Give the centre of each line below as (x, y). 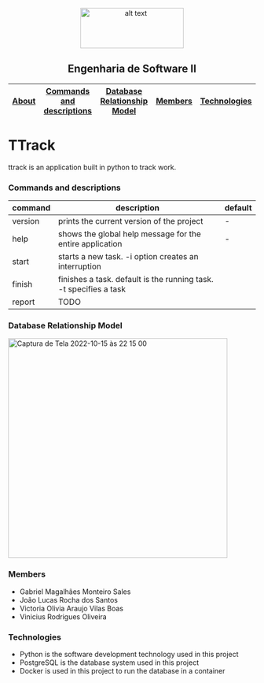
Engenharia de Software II (132, 69)
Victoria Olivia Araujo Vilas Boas (71, 608)
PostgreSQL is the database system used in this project (109, 663)
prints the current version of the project (130, 221)
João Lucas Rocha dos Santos (68, 599)
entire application (90, 244)
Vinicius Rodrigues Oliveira (63, 616)
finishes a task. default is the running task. (136, 280)
